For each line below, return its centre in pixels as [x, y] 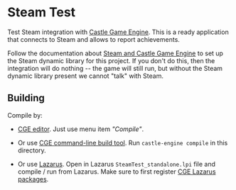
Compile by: [25, 115]
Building [26, 98]
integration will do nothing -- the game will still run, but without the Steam [115, 68]
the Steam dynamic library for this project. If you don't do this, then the [111, 60]
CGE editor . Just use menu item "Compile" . [81, 129]
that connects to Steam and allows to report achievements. [93, 39]
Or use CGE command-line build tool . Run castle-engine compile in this [123, 142]
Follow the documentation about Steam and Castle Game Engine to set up [116, 53]
